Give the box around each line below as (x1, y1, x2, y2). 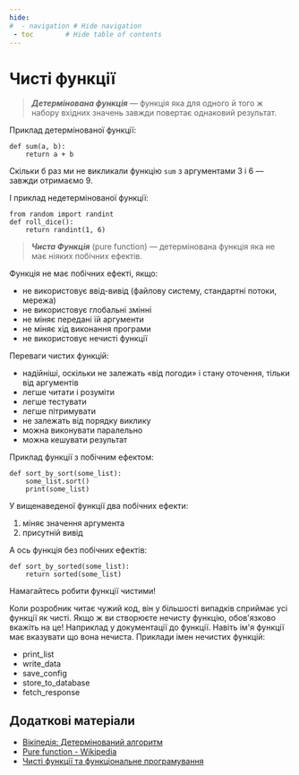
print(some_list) (25, 485, 90, 494)
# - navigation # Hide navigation (9, 22, 142, 30)
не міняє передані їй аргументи (21, 314, 145, 325)
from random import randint (9, 210, 115, 220)
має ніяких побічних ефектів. (30, 251, 143, 262)
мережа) (21, 295, 56, 306)
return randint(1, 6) (25, 226, 106, 235)
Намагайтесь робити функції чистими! (9, 586, 157, 597)
